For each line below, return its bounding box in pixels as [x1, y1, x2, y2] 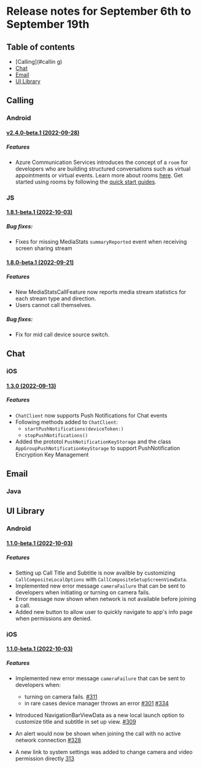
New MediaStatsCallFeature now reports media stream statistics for [15, 288, 187, 295]
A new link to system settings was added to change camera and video [15, 748, 193, 756]
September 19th [6, 17, 90, 31]
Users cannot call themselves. [15, 301, 92, 308]
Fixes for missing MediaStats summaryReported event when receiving [15, 238, 187, 246]
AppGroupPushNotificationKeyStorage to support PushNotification [15, 444, 181, 452]
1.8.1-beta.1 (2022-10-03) [6, 209, 72, 216]
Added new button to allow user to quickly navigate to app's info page [15, 608, 193, 615]
